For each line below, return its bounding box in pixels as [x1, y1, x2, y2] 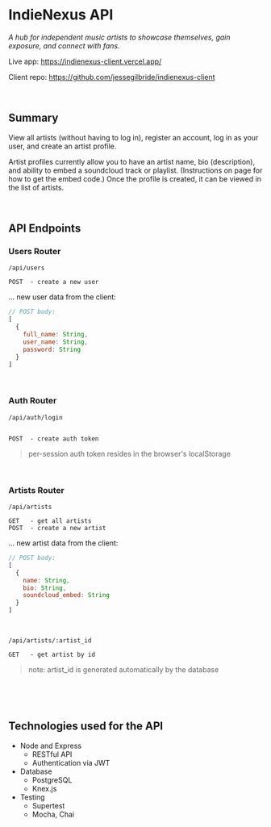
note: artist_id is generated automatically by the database [27, 665, 219, 675]
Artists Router [8, 484, 65, 495]
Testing [19, 792, 46, 802]
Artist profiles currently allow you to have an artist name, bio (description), [8, 157, 256, 166]
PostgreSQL [31, 775, 73, 784]
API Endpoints [8, 222, 81, 236]
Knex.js [31, 783, 57, 793]
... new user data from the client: [8, 292, 117, 302]
